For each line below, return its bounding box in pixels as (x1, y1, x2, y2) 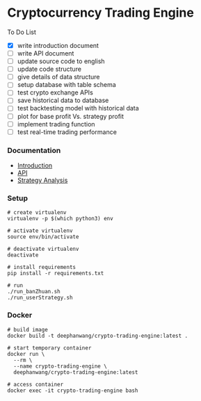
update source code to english (17, 57, 106, 65)
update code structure (17, 65, 82, 74)
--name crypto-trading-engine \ (13, 363, 108, 370)
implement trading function (17, 120, 95, 128)
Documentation (7, 145, 61, 155)
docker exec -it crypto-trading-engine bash (7, 387, 138, 394)
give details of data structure (17, 73, 100, 81)
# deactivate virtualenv (7, 245, 79, 253)
